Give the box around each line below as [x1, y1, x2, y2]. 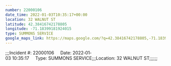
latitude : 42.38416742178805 [5, 21, 67, 27]
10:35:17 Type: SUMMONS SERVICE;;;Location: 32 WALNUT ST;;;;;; [12, 55, 158, 61]
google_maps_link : [5, 36, 44, 41]
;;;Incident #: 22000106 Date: [5, 49, 72, 56]
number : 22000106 [5, 7, 42, 13]
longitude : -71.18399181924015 [5, 26, 72, 31]
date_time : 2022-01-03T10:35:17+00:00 [5, 12, 88, 17]
